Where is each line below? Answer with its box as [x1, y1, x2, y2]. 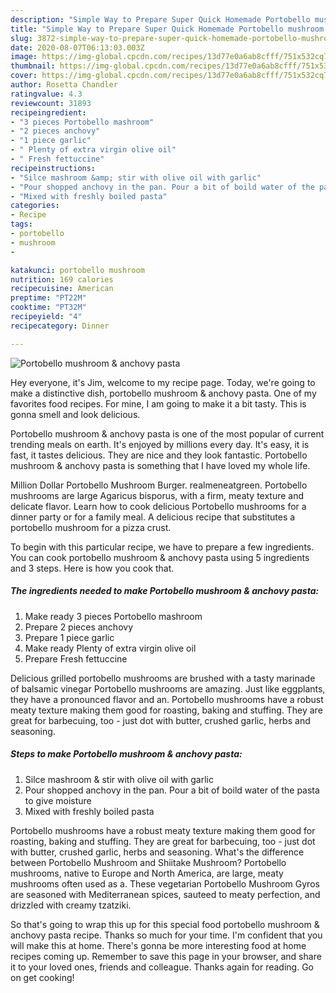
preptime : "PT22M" [10, 293, 87, 303]
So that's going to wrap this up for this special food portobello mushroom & [10, 918, 320, 930]
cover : [10, 71, 38, 81]
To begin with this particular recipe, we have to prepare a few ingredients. [10, 541, 315, 553]
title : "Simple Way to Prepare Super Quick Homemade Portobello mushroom [10, 24, 325, 34]
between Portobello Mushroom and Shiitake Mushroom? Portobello [10, 856, 287, 868]
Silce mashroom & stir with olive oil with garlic [24, 773, 214, 785]
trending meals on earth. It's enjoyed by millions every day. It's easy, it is [10, 438, 310, 450]
